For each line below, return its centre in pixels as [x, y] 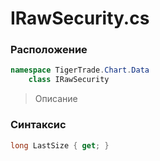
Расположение [49, 50]
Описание [56, 99]
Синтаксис [38, 125]
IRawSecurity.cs [80, 18]
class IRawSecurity [69, 80]
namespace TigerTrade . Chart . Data [80, 70]
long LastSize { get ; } [60, 145]
